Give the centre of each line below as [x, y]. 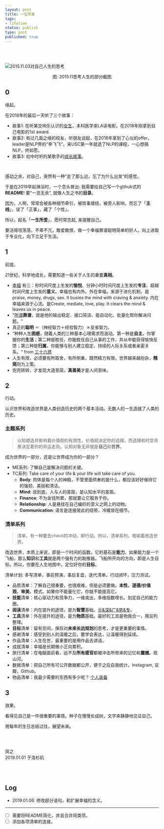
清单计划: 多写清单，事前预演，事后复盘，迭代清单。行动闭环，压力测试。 [79, 575]
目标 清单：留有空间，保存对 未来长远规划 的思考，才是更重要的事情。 [81, 628]
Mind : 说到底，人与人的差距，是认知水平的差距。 [69, 492]
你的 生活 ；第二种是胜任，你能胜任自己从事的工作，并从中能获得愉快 [85, 339]
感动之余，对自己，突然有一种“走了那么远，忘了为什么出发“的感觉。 [73, 176]
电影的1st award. [33, 132]
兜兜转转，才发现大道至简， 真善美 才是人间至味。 [61, 370]
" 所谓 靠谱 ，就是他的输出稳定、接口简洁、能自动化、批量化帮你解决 [80, 315]
